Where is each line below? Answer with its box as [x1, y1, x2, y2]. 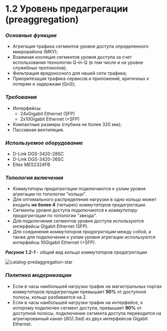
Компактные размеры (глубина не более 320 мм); [12, 121, 122, 127]
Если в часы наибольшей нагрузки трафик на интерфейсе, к [12, 299, 143, 305]
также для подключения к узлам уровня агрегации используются [12, 234, 156, 240]
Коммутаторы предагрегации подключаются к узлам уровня [12, 186, 146, 192]
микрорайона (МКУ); [12, 49, 58, 55]
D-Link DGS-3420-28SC [12, 151, 64, 157]
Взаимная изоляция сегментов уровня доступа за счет [12, 54, 132, 60]
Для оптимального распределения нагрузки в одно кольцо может [12, 196, 157, 202]
